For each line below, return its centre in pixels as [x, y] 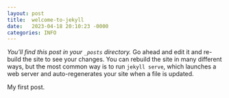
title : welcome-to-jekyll [46, 20]
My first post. [26, 87]
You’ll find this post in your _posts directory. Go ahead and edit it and [105, 52]
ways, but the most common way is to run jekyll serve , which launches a [112, 66]
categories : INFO [32, 33]
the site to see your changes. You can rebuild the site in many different [122, 60]
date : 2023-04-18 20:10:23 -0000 [58, 26]
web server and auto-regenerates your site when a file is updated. [100, 74]
